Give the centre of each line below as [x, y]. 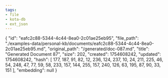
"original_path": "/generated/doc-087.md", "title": [98, 49]
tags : [11, 10]
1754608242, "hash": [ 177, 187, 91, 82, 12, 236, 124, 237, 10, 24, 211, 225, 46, [84, 60]
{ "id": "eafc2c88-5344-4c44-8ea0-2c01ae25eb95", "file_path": [72, 38]
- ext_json [17, 24]
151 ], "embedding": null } [31, 70]
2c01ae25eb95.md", [26, 49]
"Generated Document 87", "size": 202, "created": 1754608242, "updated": [83, 54]
